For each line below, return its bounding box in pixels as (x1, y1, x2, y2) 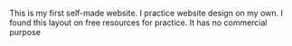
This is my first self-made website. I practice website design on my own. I (9, 8, 283, 18)
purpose (9, 27, 41, 37)
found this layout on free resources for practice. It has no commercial (9, 17, 268, 28)
